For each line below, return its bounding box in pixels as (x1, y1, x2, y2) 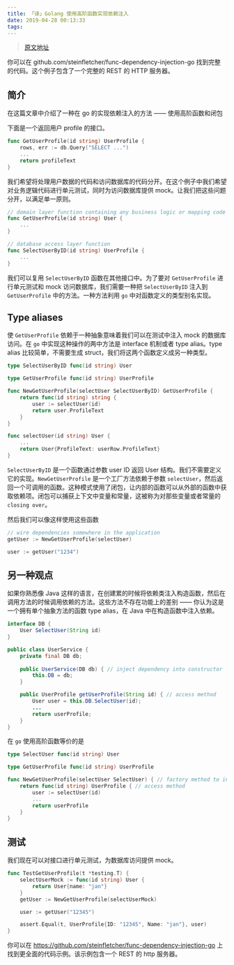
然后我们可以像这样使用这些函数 (7, 515, 99, 523)
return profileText (19, 157, 77, 164)
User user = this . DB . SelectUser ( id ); (32, 698, 141, 705)
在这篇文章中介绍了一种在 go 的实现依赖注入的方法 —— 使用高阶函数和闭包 (7, 109, 223, 117)
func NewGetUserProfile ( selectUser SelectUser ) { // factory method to (7, 776, 219, 784)
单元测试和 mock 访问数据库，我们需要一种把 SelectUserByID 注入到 (13, 282, 208, 290)
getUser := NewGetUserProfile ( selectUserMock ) (19, 896, 157, 903)
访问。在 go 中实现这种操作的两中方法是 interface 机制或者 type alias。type (7, 340, 223, 348)
